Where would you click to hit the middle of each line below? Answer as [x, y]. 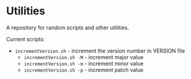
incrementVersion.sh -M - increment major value [84, 57]
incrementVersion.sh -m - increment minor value [84, 63]
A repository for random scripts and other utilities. [68, 28]
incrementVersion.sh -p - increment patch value [84, 69]
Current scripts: [25, 39]
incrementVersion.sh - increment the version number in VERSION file [100, 51]
